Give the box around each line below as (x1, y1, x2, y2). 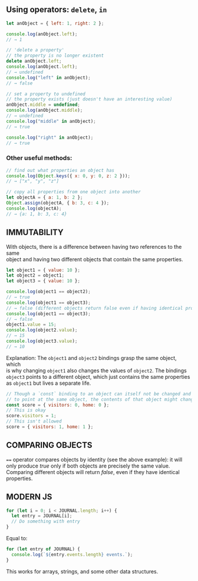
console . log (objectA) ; (6, 205, 62, 212)
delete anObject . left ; (6, 59, 62, 64)
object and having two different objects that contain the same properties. (6, 255, 184, 262)
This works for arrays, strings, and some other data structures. (6, 567, 159, 575)
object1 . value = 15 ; (6, 322, 57, 327)
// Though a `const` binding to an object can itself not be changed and (6, 391, 192, 397)
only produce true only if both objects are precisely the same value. (6, 462, 170, 469)
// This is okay (6, 407, 46, 413)
